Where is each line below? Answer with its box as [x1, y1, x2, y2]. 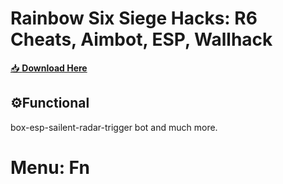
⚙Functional [10, 95, 90, 112]
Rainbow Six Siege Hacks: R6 [10, 7, 258, 30]
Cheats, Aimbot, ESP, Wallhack [10, 28, 273, 51]
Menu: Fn [10, 156, 90, 179]
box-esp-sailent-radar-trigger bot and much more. [10, 121, 218, 133]
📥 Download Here [10, 62, 88, 74]
